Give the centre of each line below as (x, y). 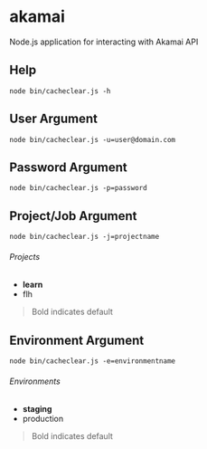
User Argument (53, 119)
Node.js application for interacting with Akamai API (104, 42)
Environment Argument (77, 340)
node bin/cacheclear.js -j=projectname (85, 237)
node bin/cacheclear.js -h (60, 91)
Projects (25, 256)
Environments (35, 381)
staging (37, 409)
